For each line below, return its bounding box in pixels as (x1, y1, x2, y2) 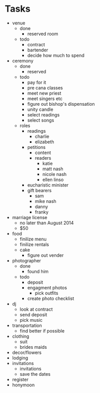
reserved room (27, 31, 58, 37)
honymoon (12, 382, 35, 388)
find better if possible (19, 327, 64, 334)
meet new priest (27, 90, 61, 96)
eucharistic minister (27, 182, 69, 188)
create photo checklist (27, 295, 75, 301)
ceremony (12, 57, 34, 64)
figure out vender (27, 252, 64, 258)
